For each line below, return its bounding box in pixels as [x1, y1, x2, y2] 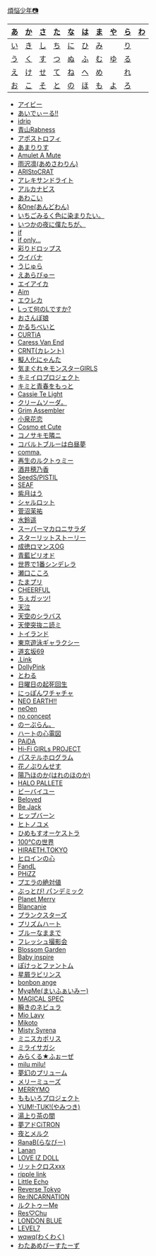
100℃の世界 [17, 838, 54, 846]
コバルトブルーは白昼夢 [17, 440, 86, 448]
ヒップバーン [17, 811, 55, 819]
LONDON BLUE [17, 1216, 62, 1225]
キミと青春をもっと [17, 382, 74, 390]
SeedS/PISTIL [17, 473, 59, 481]
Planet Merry [17, 895, 56, 903]
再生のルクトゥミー [17, 456, 74, 464]
